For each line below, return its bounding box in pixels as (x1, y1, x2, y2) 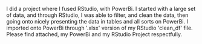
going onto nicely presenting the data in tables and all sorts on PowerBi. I (6, 18, 189, 25)
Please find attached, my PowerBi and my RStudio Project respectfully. (6, 31, 183, 38)
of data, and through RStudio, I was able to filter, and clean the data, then (6, 11, 189, 19)
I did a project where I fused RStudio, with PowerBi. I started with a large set (6, 5, 196, 12)
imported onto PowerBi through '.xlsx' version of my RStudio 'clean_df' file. (6, 24, 193, 31)
